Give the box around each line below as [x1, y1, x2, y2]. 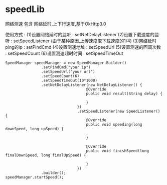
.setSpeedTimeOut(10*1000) [41, 78, 98, 83]
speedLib [5, 4, 45, 15]
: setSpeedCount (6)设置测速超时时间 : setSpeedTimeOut [5, 50, 124, 56]
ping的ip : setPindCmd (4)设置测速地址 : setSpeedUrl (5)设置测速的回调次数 [5, 44, 161, 50]
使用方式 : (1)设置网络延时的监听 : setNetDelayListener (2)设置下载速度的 [5, 31, 155, 37]
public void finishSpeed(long [86, 148, 149, 153]
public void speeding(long [86, 122, 142, 127]
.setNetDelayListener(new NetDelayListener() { [41, 82, 142, 87]
